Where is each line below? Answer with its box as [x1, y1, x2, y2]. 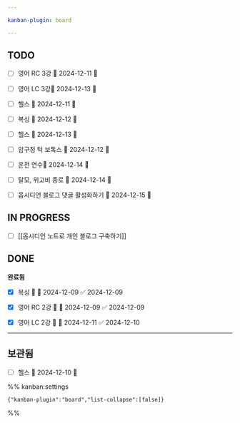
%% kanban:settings [7, 382, 69, 391]
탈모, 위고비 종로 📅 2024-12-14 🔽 [17, 175, 112, 184]
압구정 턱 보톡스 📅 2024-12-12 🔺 [17, 145, 110, 153]
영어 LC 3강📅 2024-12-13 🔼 [17, 84, 97, 93]
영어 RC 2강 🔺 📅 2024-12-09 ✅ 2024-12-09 [17, 302, 145, 311]
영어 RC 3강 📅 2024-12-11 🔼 [17, 69, 98, 78]
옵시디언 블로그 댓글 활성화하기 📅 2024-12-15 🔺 [17, 190, 151, 199]
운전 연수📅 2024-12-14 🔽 [17, 160, 89, 168]
